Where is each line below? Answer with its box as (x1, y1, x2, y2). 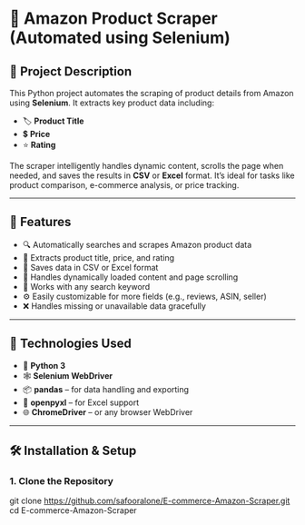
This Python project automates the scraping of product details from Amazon (9, 88, 294, 98)
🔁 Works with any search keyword (22, 281, 151, 292)
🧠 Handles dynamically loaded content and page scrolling (22, 272, 239, 282)
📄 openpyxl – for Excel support (22, 397, 140, 408)
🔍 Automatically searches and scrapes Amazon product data (22, 239, 252, 250)
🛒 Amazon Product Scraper (9, 8, 218, 29)
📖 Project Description (9, 64, 133, 79)
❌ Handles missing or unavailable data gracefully (22, 300, 207, 312)
